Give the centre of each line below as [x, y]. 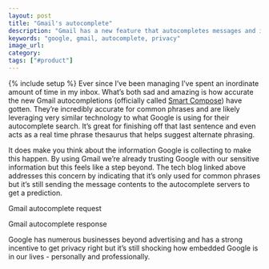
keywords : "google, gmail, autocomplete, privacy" [94, 38]
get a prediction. [35, 193]
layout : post [30, 16]
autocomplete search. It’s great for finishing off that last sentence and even [132, 126]
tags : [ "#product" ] [41, 61]
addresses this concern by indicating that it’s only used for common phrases [134, 175]
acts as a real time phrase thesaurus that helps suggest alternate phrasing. [132, 134]
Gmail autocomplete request [55, 208]
